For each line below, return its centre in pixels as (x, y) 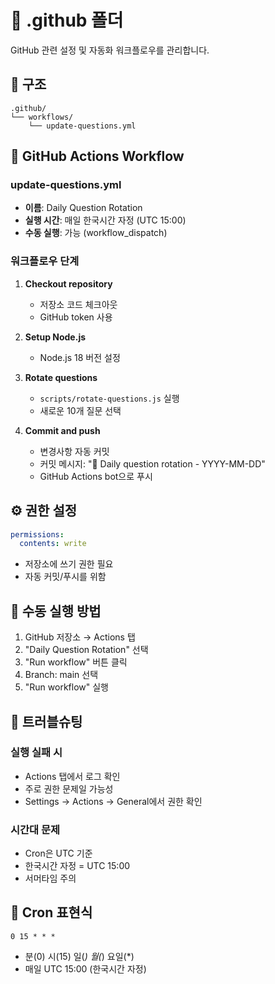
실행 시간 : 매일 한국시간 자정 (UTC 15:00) (105, 220)
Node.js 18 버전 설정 (80, 357)
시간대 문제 (35, 829)
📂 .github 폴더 (67, 20)
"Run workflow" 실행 (66, 687)
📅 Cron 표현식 (51, 912)
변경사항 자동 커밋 (74, 451)
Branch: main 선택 (61, 675)
